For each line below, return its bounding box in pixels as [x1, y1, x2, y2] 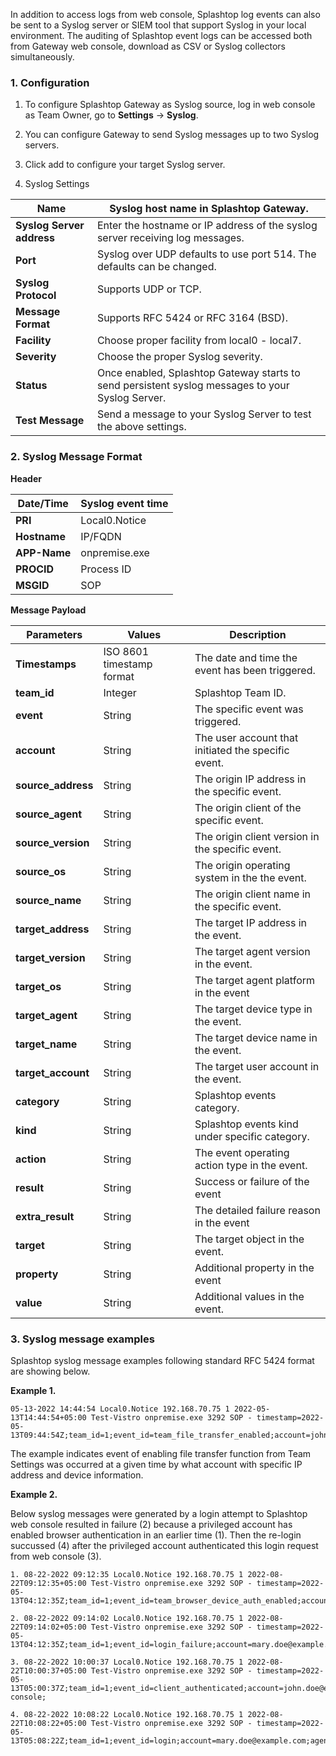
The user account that [194, 730, 299, 744]
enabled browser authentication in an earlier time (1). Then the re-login [10, 1529, 302, 1541]
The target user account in [194, 1059, 320, 1073]
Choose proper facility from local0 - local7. [96, 334, 302, 348]
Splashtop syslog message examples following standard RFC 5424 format [10, 1354, 315, 1366]
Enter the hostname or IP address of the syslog [96, 219, 318, 233]
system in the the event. [194, 870, 307, 884]
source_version [15, 835, 90, 849]
